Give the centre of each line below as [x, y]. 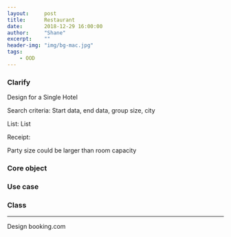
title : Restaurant [41, 20]
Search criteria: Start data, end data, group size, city [81, 111]
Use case [23, 186]
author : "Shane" [37, 33]
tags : [15, 52]
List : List [19, 124]
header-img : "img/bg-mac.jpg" [51, 45]
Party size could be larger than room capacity [72, 150]
